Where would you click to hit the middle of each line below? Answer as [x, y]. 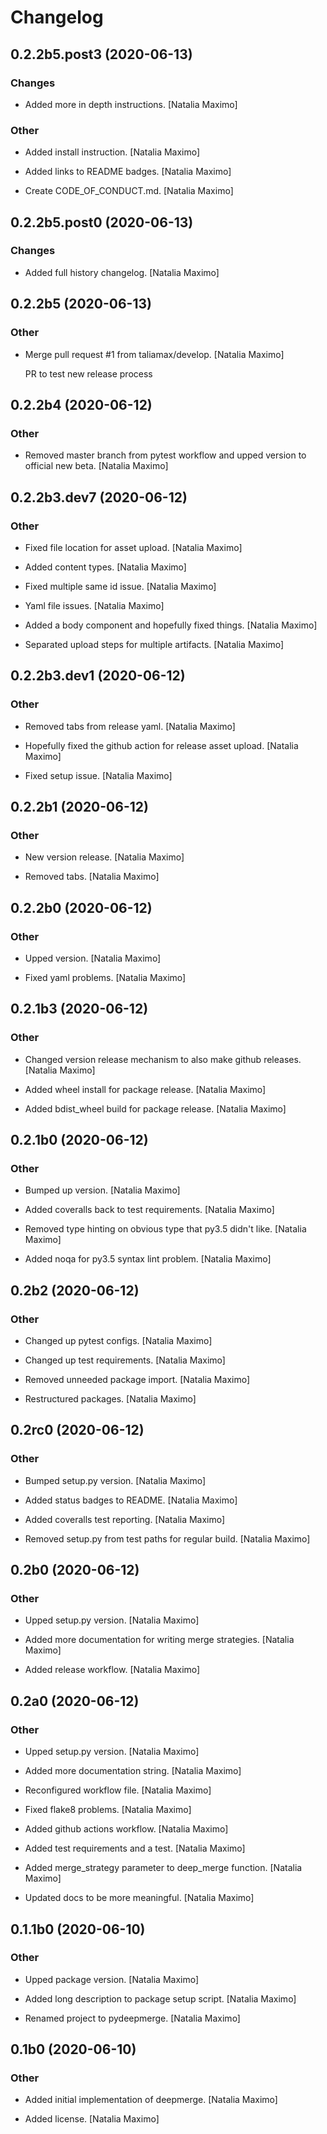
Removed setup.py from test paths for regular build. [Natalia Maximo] [167, 1538]
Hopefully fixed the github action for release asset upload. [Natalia [161, 745]
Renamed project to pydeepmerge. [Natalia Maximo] [132, 2018]
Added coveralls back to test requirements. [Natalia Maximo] [149, 1210]
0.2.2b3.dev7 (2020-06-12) [99, 497]
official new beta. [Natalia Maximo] [96, 466]
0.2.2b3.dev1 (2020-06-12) [98, 676]
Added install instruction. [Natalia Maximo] [112, 152]
